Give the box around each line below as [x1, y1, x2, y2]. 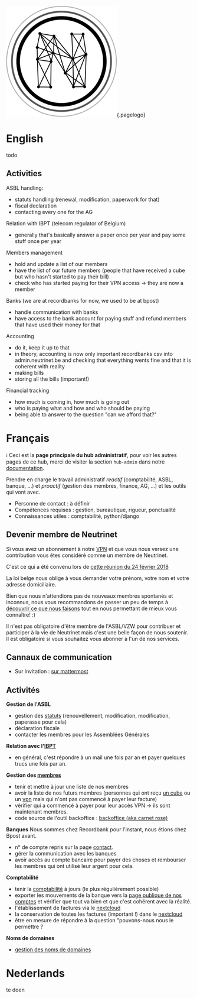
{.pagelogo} [117, 111, 146, 118]
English [6, 132, 44, 145]
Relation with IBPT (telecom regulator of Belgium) [6, 219, 126, 227]
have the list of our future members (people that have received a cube [14, 267, 185, 274]
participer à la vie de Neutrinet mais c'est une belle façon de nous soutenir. [6, 628, 189, 636]
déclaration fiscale [14, 725, 60, 732]
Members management [6, 249, 63, 256]
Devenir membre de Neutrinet [6, 530, 118, 540]
